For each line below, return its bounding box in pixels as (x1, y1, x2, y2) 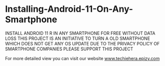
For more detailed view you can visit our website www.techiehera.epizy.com (5, 55, 160, 61)
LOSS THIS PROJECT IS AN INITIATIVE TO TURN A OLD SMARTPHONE (5, 35, 150, 41)
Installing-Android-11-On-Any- (5, 3, 133, 15)
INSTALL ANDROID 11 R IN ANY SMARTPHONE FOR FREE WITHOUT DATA (5, 30, 156, 36)
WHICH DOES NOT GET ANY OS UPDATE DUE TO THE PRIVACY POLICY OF (5, 40, 160, 46)
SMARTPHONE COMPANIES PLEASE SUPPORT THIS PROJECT (5, 46, 133, 52)
